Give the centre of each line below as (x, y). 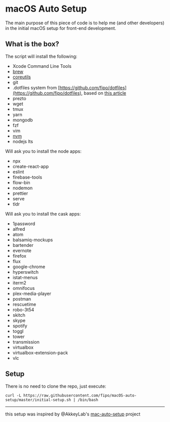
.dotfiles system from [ (36, 88)
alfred (19, 229)
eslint (18, 172)
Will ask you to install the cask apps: (43, 214)
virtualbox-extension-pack (40, 353)
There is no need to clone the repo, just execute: (56, 386)
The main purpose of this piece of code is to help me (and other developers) (85, 23)
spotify (20, 326)
